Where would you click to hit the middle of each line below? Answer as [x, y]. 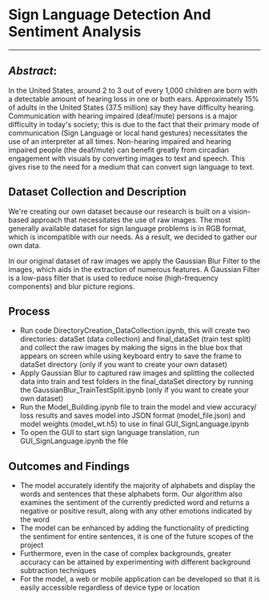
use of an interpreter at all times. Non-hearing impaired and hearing [120, 141]
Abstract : [33, 71]
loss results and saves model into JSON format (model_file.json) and [132, 416]
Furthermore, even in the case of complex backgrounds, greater [126, 554]
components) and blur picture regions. [72, 286]
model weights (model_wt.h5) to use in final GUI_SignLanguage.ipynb [134, 424]
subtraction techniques [58, 570]
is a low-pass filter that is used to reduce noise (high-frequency [113, 278]
